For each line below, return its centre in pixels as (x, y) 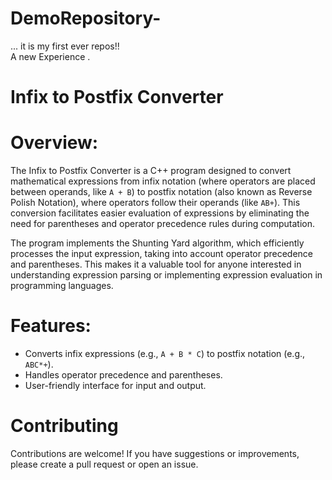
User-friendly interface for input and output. (115, 385)
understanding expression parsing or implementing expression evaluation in (166, 275)
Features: (51, 326)
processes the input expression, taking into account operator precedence (162, 254)
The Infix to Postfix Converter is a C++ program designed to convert (151, 171)
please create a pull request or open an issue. (104, 464)
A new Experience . (50, 56)
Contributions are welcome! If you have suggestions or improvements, (155, 453)
